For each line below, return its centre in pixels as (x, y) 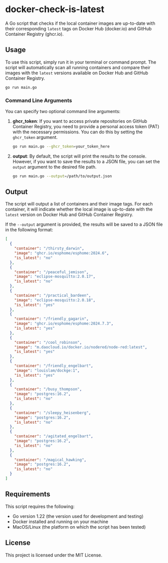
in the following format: (29, 230)
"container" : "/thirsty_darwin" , (49, 248)
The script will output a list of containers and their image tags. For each (79, 204)
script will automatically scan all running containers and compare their (78, 67)
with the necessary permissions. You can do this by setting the (77, 132)
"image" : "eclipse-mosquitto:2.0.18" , (55, 300)
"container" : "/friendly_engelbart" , (54, 366)
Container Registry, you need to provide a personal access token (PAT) (86, 126)
